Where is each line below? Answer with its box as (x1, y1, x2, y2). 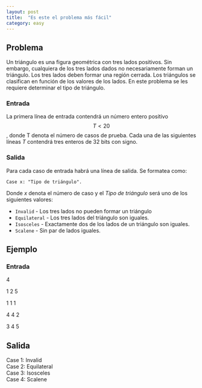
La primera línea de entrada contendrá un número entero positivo (6, 113, 169, 120)
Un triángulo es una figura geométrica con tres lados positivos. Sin (6, 59, 172, 66)
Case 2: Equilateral (6, 363, 53, 370)
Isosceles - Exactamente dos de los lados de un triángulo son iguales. (14, 220, 190, 227)
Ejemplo (6, 244, 37, 254)
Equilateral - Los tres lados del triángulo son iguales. (14, 214, 150, 221)
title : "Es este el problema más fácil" (6, 15, 112, 21)
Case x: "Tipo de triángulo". (6, 179, 83, 185)
